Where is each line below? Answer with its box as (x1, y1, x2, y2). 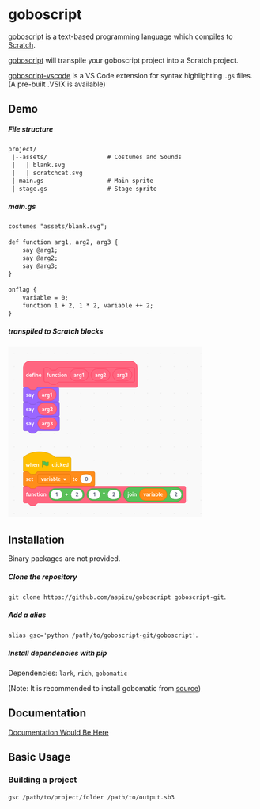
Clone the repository (8, 572, 77, 582)
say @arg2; (22, 254, 58, 262)
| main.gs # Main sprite (11, 177, 154, 185)
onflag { (8, 286, 37, 294)
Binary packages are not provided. (8, 554, 121, 563)
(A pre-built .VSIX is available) (8, 79, 106, 89)
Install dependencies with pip (8, 648, 107, 658)
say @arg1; (22, 246, 58, 254)
